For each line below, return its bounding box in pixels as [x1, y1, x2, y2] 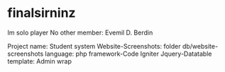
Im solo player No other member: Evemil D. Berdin [7, 28, 153, 37]
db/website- [182, 42, 219, 50]
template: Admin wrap [7, 56, 72, 65]
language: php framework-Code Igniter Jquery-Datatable [45, 49, 212, 58]
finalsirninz [7, 5, 76, 21]
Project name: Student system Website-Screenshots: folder [7, 42, 181, 50]
